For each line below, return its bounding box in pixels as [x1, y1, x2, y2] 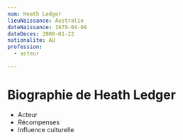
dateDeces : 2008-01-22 [7, 30, 74, 38]
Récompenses [17, 118, 60, 126]
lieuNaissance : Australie [7, 17, 84, 24]
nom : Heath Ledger [7, 10, 62, 18]
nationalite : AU [7, 37, 55, 44]
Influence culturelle [17, 125, 74, 134]
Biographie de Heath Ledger [7, 87, 176, 103]
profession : [7, 43, 43, 50]
